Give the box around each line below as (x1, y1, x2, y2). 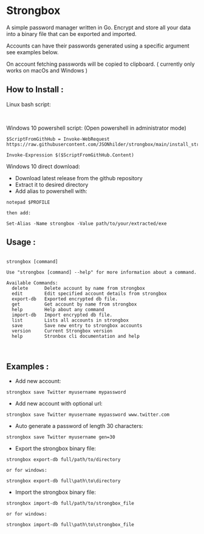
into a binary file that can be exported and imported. (6, 30, 137, 37)
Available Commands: (6, 279, 59, 286)
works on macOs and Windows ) (6, 66, 88, 74)
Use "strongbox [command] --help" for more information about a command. (6, 269, 197, 275)
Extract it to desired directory (15, 181, 89, 188)
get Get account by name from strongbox (12, 301, 137, 307)
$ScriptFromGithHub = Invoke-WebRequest (6, 136, 110, 142)
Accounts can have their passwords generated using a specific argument (6, 42, 189, 49)
